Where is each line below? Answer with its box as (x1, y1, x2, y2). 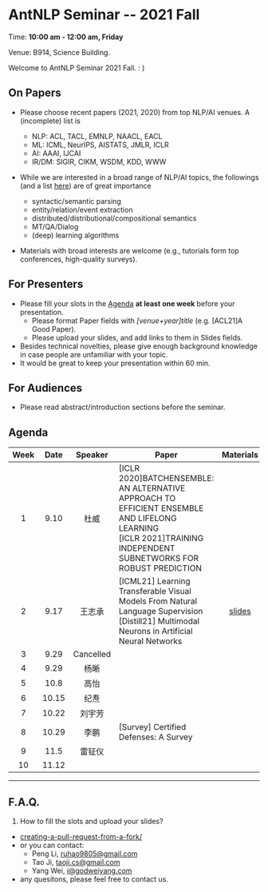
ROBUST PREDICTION (118, 563, 202, 574)
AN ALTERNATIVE (118, 483, 186, 494)
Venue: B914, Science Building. (8, 47, 110, 57)
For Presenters (8, 277, 84, 291)
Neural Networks (118, 635, 183, 647)
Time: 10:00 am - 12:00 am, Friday (8, 32, 124, 42)
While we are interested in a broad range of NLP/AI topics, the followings (19, 172, 259, 181)
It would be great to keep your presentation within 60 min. (19, 358, 211, 368)
